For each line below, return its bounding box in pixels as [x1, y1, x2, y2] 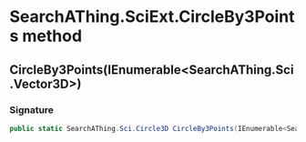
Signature [9, 103, 55, 116]
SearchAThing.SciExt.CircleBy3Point [9, 6, 295, 27]
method [22, 25, 83, 46]
